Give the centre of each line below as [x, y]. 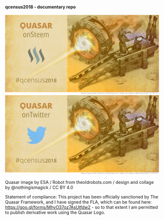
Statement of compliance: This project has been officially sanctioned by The [82, 197]
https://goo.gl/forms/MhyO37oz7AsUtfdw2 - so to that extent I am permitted [82, 207]
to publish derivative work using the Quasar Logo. [55, 212]
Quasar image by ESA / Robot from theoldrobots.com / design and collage [80, 182]
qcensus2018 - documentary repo [41, 7]
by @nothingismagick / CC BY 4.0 [39, 187]
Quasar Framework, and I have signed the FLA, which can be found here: [79, 202]
